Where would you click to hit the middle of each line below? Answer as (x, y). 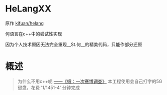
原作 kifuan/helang (25, 23)
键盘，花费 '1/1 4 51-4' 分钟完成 (49, 87)
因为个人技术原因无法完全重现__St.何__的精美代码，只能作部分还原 (74, 44)
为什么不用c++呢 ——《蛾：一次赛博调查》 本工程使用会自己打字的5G (90, 81)
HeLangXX (28, 9)
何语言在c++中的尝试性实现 (34, 33)
